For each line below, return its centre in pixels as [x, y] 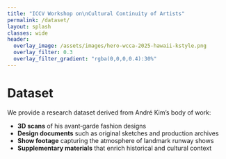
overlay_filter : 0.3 [43, 53]
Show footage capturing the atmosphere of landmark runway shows [115, 140]
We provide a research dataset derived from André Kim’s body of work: [109, 112]
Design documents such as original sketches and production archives [118, 133]
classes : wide [28, 33]
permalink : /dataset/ [39, 20]
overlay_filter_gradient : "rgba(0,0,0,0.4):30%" [85, 59]
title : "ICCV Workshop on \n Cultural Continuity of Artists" [96, 14]
